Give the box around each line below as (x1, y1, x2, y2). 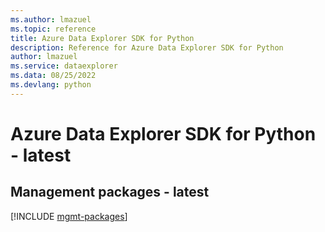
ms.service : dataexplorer (10, 61, 118, 71)
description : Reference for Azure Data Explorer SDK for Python (10, 42, 284, 53)
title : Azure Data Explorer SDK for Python (10, 33, 195, 43)
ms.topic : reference (10, 24, 97, 34)
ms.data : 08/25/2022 (10, 71, 97, 81)
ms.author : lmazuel (10, 14, 92, 25)
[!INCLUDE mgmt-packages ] (10, 210, 128, 222)
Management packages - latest (10, 184, 210, 201)
